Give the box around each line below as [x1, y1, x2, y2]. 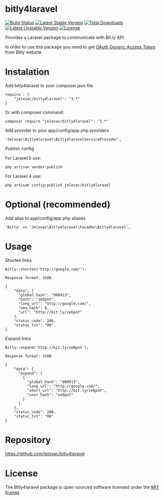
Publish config [5, 145, 34, 151]
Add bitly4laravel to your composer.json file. [5, 83, 95, 88]
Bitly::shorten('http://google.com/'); [5, 267, 87, 272]
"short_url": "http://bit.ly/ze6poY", [27, 388, 107, 393]
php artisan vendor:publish [5, 165, 63, 169]
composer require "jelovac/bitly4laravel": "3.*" [5, 119, 109, 124]
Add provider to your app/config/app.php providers [5, 127, 109, 133]
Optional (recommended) [5, 199, 110, 210]
